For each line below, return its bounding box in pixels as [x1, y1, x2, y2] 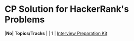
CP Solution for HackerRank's [4, 3, 129, 15]
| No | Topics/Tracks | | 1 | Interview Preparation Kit [4, 30, 107, 36]
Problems [4, 14, 45, 25]
